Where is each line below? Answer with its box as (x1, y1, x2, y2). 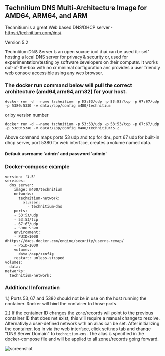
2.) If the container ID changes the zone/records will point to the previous (5, 310, 154, 316)
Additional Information (5, 284, 60, 291)
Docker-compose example (5, 163, 70, 170)
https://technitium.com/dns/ (5, 29, 62, 36)
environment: (14, 230, 41, 235)
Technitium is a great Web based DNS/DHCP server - (5, 25, 113, 30)
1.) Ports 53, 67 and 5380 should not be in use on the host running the (5, 295, 147, 301)
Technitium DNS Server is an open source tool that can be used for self (5, 49, 149, 54)
